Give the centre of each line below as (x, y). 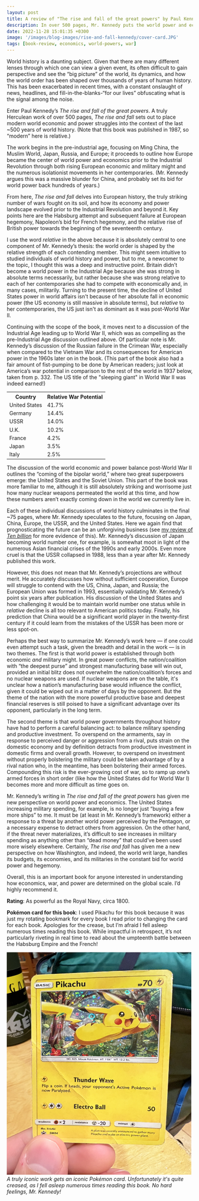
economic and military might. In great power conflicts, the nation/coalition (97, 660)
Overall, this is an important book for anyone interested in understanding (95, 877)
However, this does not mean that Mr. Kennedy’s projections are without (94, 572)
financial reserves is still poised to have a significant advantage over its (93, 703)
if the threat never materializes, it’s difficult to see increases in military (92, 834)
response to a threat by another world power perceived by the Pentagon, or (99, 821)
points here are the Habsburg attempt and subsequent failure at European (97, 216)
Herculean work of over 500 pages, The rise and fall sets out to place (91, 117)
